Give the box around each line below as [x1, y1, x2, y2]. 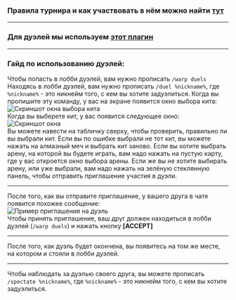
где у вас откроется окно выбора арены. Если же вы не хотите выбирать [7, 157, 228, 165]
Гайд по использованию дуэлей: [7, 58, 125, 68]
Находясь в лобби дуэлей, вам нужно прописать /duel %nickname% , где [7, 81, 220, 90]
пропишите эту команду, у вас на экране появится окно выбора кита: [7, 97, 218, 105]
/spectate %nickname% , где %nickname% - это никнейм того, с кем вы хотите [7, 277, 227, 285]
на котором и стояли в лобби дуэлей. [7, 249, 119, 258]
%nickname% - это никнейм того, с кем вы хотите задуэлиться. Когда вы [7, 89, 219, 98]
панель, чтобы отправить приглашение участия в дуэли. [7, 171, 178, 180]
